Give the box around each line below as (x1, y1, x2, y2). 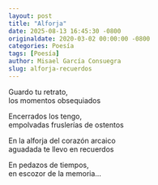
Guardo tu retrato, (8, 87, 69, 97)
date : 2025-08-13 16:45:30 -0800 (8, 27, 122, 35)
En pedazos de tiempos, (8, 160, 89, 170)
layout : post (8, 11, 53, 20)
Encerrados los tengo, (8, 111, 83, 121)
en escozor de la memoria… (8, 168, 101, 179)
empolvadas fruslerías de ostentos (8, 119, 124, 130)
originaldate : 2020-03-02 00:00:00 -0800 (8, 34, 151, 43)
